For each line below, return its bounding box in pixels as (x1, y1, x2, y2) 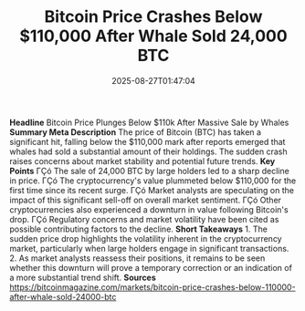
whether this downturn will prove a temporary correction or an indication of (9, 262, 292, 273)
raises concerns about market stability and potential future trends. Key (9, 155, 276, 166)
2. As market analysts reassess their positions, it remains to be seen (9, 253, 266, 264)
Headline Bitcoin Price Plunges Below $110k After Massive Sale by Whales (9, 117, 289, 128)
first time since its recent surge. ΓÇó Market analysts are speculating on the (9, 184, 295, 195)
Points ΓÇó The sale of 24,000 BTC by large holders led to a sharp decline (9, 165, 289, 176)
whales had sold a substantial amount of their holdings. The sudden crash (9, 146, 288, 157)
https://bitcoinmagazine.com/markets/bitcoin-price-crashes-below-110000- (9, 281, 296, 293)
